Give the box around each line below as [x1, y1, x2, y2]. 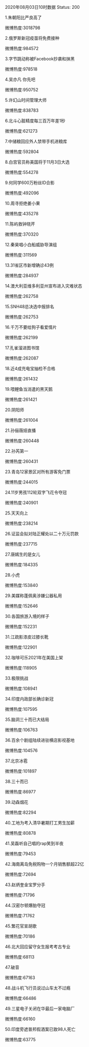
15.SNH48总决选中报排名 [5, 304, 54, 309]
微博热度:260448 [5, 438, 39, 444]
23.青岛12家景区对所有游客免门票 [5, 469, 71, 475]
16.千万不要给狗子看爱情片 [5, 325, 57, 330]
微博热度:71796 [5, 892, 35, 898]
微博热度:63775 [5, 1037, 36, 1042]
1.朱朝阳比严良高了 [5, 15, 42, 20]
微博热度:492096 [5, 190, 39, 196]
